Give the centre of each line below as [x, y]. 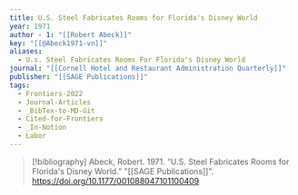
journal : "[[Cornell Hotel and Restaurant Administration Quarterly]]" [148, 69]
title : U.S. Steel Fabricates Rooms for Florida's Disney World [134, 18]
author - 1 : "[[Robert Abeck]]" [70, 34]
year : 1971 [30, 26]
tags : [20, 85]
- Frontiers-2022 [50, 93]
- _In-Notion [42, 128]
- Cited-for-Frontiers [60, 119]
